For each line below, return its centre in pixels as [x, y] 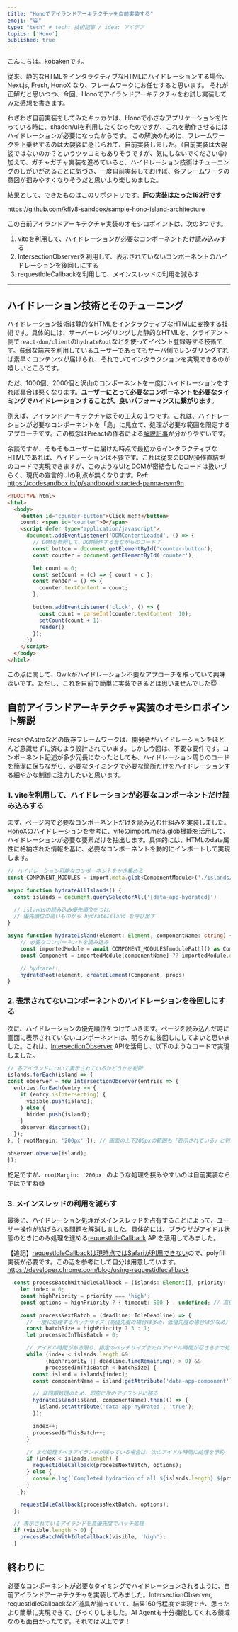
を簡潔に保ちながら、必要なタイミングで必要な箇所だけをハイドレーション [116, 766]
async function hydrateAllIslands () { [64, 890]
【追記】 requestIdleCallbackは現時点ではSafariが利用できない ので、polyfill [117, 1253]
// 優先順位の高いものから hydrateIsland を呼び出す [85, 917]
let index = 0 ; [42, 1290]
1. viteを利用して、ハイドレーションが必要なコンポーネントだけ [115, 795]
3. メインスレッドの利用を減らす [62, 1203]
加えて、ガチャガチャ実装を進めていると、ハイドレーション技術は [103, 162]
